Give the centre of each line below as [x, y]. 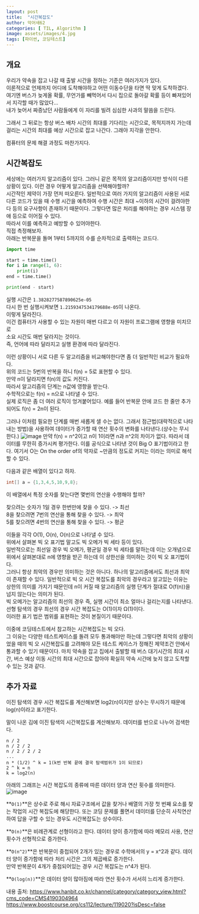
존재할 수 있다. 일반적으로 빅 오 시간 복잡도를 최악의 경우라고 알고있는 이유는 [100, 579]
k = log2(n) [21, 773]
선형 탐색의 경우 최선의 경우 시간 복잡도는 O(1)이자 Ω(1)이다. [75, 609]
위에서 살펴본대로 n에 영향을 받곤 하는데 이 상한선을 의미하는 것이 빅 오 [88, 557]
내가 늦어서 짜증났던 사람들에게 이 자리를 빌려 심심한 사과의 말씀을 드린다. [91, 110]
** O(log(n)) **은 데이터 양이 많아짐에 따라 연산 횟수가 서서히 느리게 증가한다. [95, 879]
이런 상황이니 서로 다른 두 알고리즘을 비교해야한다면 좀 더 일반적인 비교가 [90, 357]
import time [21, 249]
